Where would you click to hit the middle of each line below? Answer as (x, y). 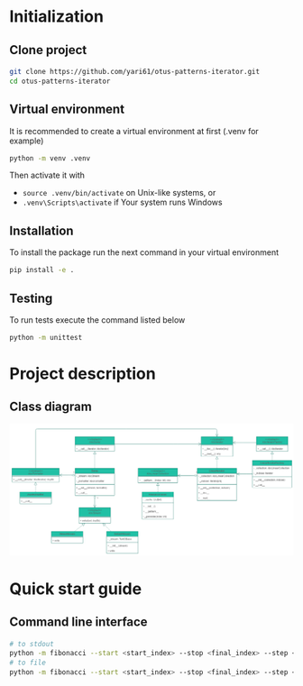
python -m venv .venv (50, 158)
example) (27, 141)
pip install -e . (42, 270)
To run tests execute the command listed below (97, 320)
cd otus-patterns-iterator (60, 81)
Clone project (48, 50)
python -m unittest (46, 337)
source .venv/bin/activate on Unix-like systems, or (119, 193)
